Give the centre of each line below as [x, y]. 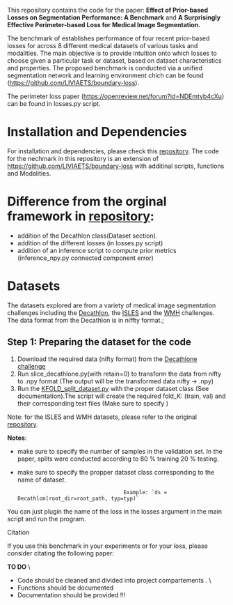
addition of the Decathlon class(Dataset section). [87, 236]
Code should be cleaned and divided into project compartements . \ [114, 580]
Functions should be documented [65, 588]
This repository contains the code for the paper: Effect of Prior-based [108, 10]
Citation [18, 532]
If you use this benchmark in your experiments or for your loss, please [108, 546]
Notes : [17, 438]
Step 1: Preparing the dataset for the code [99, 342]
